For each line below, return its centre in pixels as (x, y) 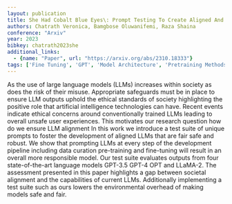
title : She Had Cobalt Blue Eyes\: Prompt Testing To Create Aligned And (116, 20)
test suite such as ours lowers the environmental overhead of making (105, 187)
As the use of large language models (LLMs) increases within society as (109, 84)
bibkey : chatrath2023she (43, 45)
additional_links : (33, 52)
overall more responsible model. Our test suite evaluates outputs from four (113, 157)
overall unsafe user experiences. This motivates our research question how (114, 121)
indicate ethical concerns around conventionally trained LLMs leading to (110, 114)
